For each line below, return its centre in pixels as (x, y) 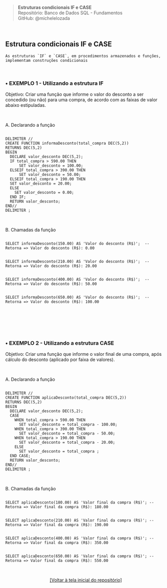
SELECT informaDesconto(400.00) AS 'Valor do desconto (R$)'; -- (77, 280)
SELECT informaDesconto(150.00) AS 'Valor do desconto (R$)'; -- (77, 244)
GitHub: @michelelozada (44, 18)
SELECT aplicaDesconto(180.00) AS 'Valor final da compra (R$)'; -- (80, 503)
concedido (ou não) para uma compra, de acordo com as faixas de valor (81, 100)
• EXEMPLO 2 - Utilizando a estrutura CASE (60, 343)
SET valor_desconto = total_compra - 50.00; (67, 434)
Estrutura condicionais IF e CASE (59, 44)
